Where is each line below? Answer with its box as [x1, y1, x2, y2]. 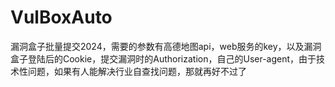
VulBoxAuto [10, 6, 113, 29]
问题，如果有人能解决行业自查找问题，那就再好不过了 [27, 65, 247, 77]
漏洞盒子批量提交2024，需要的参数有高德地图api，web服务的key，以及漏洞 [10, 40, 322, 52]
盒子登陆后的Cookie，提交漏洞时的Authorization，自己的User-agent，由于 [10, 52, 317, 65]
